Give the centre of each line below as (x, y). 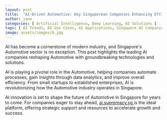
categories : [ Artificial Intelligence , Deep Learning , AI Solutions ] (81, 23)
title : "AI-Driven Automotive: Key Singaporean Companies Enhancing (79, 14)
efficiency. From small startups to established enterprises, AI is (70, 82)
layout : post (19, 10)
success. (14, 113)
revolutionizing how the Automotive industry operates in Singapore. (74, 88)
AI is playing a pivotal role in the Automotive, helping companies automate (81, 72)
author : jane (19, 19)
